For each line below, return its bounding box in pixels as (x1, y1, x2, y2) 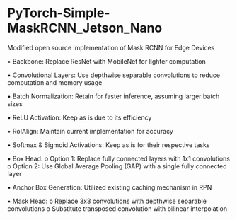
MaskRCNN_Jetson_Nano (7, 20, 163, 36)
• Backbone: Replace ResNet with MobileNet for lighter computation (7, 57, 207, 65)
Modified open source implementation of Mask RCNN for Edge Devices (7, 43, 215, 52)
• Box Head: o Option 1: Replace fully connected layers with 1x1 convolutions (7, 154, 230, 163)
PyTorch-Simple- (7, 5, 110, 21)
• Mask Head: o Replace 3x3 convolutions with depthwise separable (7, 197, 207, 205)
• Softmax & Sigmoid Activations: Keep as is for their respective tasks (7, 140, 210, 149)
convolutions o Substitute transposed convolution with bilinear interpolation (7, 204, 228, 213)
